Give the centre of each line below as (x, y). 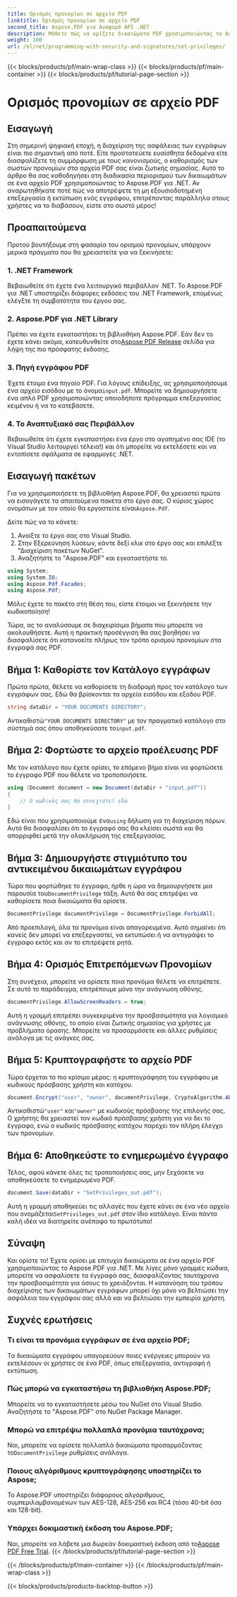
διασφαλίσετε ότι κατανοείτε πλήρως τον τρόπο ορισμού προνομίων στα (115, 640)
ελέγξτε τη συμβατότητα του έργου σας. (67, 301)
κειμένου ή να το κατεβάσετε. (51, 405)
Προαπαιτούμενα (47, 227)
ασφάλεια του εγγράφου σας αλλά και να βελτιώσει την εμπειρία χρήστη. (117, 1297)
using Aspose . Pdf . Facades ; (47, 584)
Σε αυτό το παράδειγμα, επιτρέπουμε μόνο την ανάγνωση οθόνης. (105, 989)
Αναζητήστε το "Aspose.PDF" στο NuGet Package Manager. (95, 1412)
